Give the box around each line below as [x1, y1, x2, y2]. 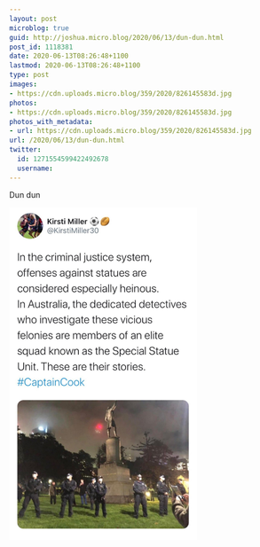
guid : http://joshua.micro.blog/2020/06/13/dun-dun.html [9, 33, 225, 42]
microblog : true [9, 23, 69, 33]
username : [17, 164, 53, 173]
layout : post [9, 14, 58, 23]
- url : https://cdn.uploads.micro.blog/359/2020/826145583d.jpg [9, 127, 252, 136]
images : [9, 80, 38, 89]
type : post [9, 71, 50, 80]
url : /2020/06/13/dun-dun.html [9, 136, 125, 145]
